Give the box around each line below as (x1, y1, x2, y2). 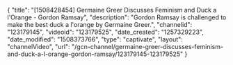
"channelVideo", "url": (7, 43, 71, 50)
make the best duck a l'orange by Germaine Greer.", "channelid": (7, 21, 193, 28)
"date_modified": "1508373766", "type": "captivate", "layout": (7, 35, 183, 44)
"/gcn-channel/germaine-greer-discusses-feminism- (72, 43, 224, 50)
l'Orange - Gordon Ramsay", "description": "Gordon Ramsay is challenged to (7, 13, 227, 21)
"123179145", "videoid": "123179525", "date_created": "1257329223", (7, 28, 204, 36)
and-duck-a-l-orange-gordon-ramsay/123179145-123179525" (7, 50, 184, 58)
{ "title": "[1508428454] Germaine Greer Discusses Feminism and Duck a (7, 6, 217, 14)
